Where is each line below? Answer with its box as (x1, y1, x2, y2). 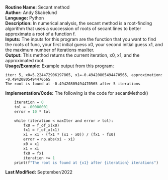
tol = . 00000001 (14, 104, 49, 109)
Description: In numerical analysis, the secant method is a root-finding (5, 20, 152, 26)
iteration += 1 (23, 155, 55, 160)
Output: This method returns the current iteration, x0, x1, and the (5, 52, 140, 58)
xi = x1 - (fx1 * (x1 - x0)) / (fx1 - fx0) (23, 132, 116, 137)
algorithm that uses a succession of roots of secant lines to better (5, 26, 142, 32)
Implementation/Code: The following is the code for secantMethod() (5, 90, 148, 96)
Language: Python (5, 15, 44, 21)
